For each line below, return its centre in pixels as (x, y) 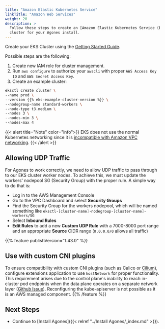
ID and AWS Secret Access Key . (43, 76)
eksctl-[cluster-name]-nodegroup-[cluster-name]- (95, 211)
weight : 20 (16, 19)
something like (27, 211)
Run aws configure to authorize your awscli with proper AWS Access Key (84, 71)
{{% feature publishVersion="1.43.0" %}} (47, 240)
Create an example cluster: (40, 81)
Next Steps (22, 310)
